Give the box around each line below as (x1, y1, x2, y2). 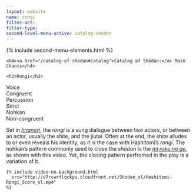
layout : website (6, 8, 46, 15)
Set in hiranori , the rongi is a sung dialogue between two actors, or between (6, 127, 191, 134)
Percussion (6, 97, 34, 104)
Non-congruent (6, 115, 44, 122)
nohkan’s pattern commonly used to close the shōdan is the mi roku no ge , (6, 145, 187, 152)
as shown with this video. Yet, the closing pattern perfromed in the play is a (6, 151, 189, 159)
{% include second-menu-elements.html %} (6, 46, 114, 54)
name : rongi (6, 14, 35, 20)
